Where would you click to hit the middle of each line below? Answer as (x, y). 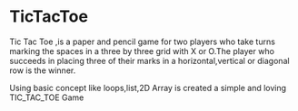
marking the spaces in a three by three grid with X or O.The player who (142, 51)
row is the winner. (43, 70)
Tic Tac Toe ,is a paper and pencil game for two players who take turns (142, 42)
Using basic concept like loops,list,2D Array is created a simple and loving (148, 88)
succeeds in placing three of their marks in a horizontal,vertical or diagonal (149, 60)
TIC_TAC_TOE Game (47, 97)
